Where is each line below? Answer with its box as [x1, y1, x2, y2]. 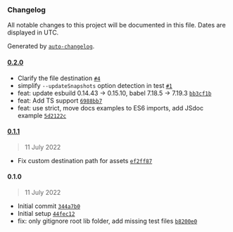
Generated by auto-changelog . [7, 42, 95, 51]
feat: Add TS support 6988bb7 [17, 96, 103, 105]
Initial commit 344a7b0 [17, 202, 81, 210]
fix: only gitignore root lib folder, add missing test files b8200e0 [17, 217, 198, 225]
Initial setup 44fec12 [17, 209, 75, 217]
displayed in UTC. [7, 28, 59, 37]
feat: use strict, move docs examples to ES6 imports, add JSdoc [17, 103, 204, 112]
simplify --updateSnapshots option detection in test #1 [17, 81, 172, 89]
